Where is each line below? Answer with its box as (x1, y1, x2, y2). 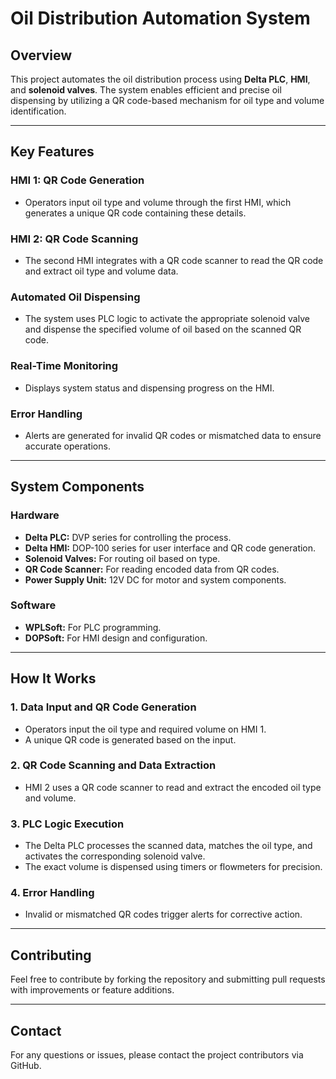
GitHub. (10, 1060, 42, 1072)
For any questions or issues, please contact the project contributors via (10, 1049, 304, 1061)
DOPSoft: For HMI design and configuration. (24, 632, 208, 644)
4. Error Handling (10, 886, 95, 900)
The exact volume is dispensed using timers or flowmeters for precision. (24, 861, 323, 873)
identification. (10, 105, 67, 117)
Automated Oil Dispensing (10, 290, 141, 304)
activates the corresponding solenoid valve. (24, 850, 206, 862)
